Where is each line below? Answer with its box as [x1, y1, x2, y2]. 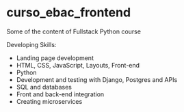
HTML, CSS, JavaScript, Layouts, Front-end [16, 61, 140, 69]
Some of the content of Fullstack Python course [6, 27, 142, 36]
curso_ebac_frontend [6, 5, 131, 20]
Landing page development [16, 53, 94, 62]
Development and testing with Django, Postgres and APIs [16, 75, 178, 83]
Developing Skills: [6, 40, 57, 48]
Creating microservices [16, 97, 83, 105]
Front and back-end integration [16, 90, 105, 98]
